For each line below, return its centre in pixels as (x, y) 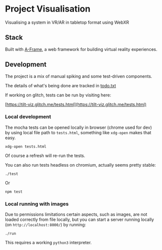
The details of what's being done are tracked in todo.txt (61, 85)
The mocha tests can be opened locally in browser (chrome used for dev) (79, 127)
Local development (28, 117)
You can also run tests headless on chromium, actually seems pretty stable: (81, 165)
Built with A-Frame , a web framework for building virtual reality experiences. (81, 49)
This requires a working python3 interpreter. (49, 243)
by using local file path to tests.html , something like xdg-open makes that (78, 132)
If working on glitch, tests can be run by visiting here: (58, 95)
